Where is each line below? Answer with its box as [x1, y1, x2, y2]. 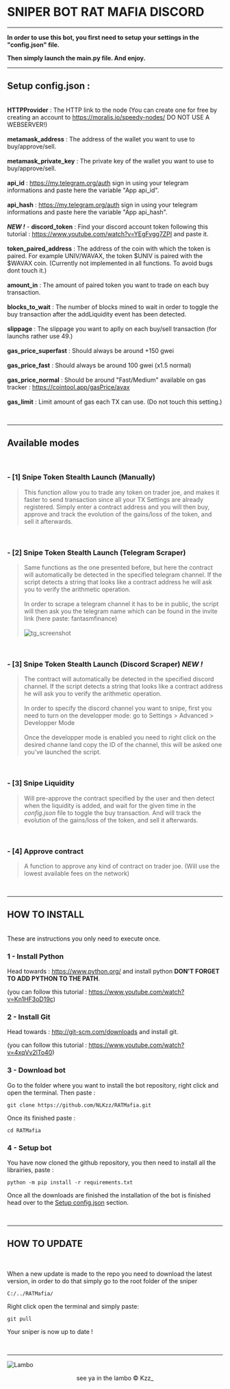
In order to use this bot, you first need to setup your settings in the [7, 33, 200, 41]
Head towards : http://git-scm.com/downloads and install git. [7, 1028, 179, 1036]
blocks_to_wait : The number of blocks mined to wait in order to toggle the [7, 303, 219, 311]
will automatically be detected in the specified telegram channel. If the [23, 571, 222, 579]
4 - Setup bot [7, 1143, 52, 1152]
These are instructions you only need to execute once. [7, 934, 161, 943]
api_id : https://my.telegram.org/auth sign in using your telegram [7, 179, 189, 187]
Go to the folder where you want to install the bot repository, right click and [7, 1081, 219, 1089]
